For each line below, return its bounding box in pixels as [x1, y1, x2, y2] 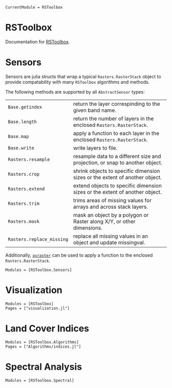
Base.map [8, 133, 29, 139]
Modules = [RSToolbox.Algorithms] [5, 339, 79, 345]
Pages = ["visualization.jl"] [5, 306, 70, 311]
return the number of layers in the [73, 115, 154, 122]
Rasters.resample [8, 156, 50, 162]
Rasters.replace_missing [8, 236, 69, 242]
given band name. [73, 106, 117, 113]
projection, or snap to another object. [73, 159, 162, 166]
